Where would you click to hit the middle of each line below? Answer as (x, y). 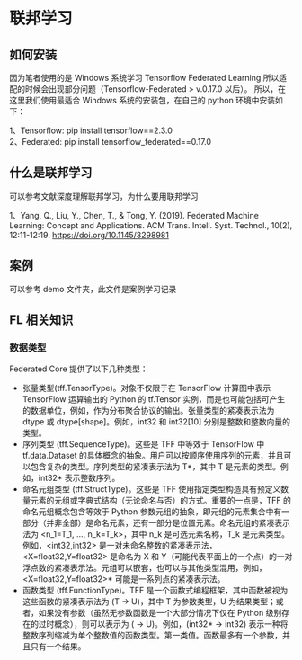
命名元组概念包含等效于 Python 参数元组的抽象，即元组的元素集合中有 (152, 512)
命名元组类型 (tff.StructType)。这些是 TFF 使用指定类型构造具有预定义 (151, 489)
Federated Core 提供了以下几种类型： (79, 369)
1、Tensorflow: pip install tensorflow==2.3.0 (91, 130)
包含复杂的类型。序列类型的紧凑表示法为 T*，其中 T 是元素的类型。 (155, 467)
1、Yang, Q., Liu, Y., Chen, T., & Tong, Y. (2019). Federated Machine (134, 215)
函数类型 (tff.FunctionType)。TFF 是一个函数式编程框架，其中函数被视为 (155, 591)
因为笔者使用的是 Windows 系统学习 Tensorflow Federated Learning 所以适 (148, 78)
